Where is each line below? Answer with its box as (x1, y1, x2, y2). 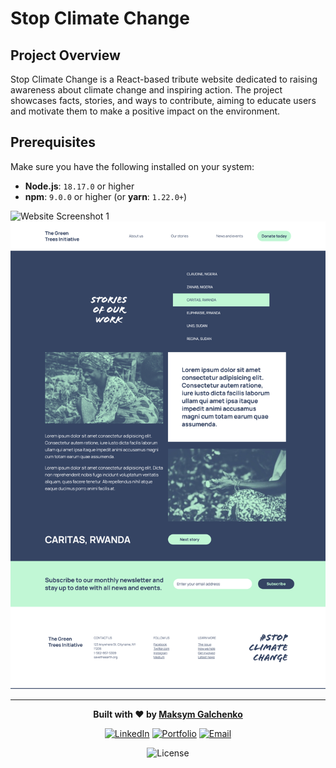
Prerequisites (10, 134, 96, 151)
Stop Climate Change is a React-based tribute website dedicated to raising (10, 73, 318, 85)
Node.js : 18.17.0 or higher (24, 180, 135, 192)
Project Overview (10, 47, 121, 64)
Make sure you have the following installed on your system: (10, 160, 255, 172)
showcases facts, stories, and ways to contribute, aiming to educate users (10, 95, 317, 106)
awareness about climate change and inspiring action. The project (10, 84, 283, 96)
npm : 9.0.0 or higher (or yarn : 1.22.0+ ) (24, 190, 188, 202)
